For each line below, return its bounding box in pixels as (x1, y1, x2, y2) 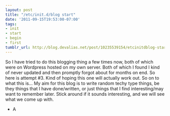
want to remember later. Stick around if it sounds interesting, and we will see (5, 91, 165, 97)
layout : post (5, 7, 33, 13)
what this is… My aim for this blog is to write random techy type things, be (5, 80, 160, 86)
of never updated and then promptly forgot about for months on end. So (5, 69, 155, 76)
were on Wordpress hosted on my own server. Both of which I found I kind (5, 64, 160, 70)
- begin (5, 36, 22, 41)
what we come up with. (5, 96, 54, 102)
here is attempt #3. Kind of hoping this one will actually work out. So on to (5, 75, 159, 81)
